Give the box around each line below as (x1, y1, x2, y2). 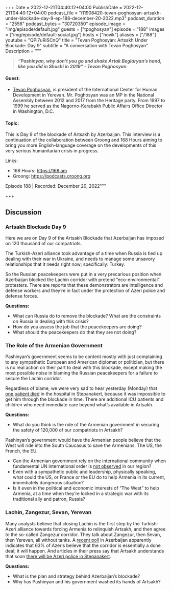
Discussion (5, 208, 42, 217)
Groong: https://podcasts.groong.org (12, 173, 91, 179)
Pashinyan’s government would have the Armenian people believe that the (5, 437, 161, 443)
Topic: (5, 120, 19, 126)
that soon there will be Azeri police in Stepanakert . (5, 553, 111, 559)
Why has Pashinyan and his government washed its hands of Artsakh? (12, 578, 161, 584)
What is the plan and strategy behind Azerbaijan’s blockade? (12, 573, 140, 579)
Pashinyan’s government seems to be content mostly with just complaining (5, 353, 162, 360)
